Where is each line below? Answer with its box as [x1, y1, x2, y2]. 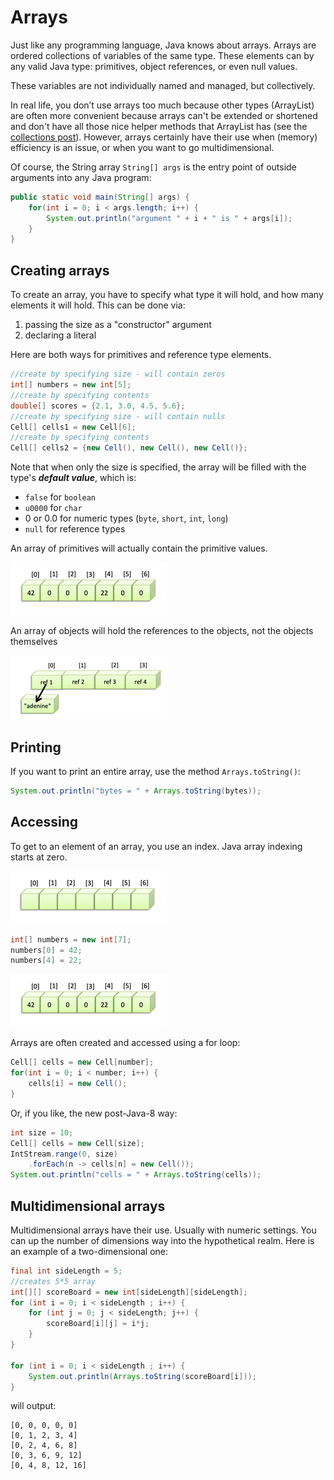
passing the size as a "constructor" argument [24, 319, 212, 331]
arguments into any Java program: [10, 171, 152, 183]
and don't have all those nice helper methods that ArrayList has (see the [10, 120, 308, 132]
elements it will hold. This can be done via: [10, 299, 186, 311]
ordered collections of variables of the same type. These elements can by [10, 49, 315, 61]
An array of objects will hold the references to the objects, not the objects [10, 625, 314, 637]
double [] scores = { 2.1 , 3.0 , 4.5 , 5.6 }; [10, 401, 186, 411]
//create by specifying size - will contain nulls [10, 411, 226, 421]
